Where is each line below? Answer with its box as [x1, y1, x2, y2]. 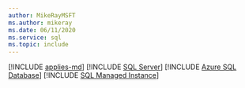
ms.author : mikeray [8, 19, 73, 27]
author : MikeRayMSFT [8, 11, 77, 20]
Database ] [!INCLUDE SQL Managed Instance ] [8, 71, 160, 80]
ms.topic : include [8, 41, 69, 49]
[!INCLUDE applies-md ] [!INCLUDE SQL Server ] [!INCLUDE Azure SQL [8, 62, 237, 71]
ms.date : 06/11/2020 [8, 26, 77, 34]
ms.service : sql [8, 33, 62, 42]
